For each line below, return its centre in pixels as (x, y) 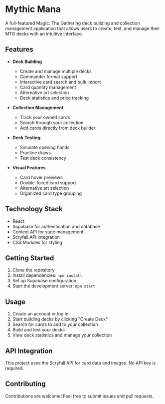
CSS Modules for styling (37, 242)
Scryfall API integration (36, 237)
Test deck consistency (43, 158)
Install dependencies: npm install (47, 275)
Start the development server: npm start (54, 286)
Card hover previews (41, 177)
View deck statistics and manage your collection (62, 335)
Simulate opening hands (45, 147)
